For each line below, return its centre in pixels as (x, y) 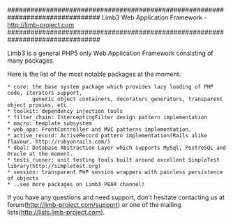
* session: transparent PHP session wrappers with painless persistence (115, 172)
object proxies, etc (37, 105)
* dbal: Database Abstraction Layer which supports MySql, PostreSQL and (117, 148)
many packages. (31, 61)
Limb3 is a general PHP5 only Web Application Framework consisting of (111, 53)
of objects (23, 178)
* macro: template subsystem (50, 123)
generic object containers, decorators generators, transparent (128, 99)
